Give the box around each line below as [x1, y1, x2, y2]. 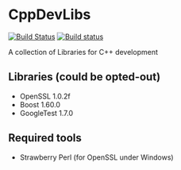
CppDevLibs [8, 6, 91, 24]
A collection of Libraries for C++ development [8, 47, 159, 56]
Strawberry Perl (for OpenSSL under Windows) [19, 153, 174, 162]
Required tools [8, 131, 82, 145]
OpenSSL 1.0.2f [19, 91, 71, 101]
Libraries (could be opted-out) [8, 70, 161, 84]
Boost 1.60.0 [19, 99, 61, 109]
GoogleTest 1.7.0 [19, 108, 74, 118]
